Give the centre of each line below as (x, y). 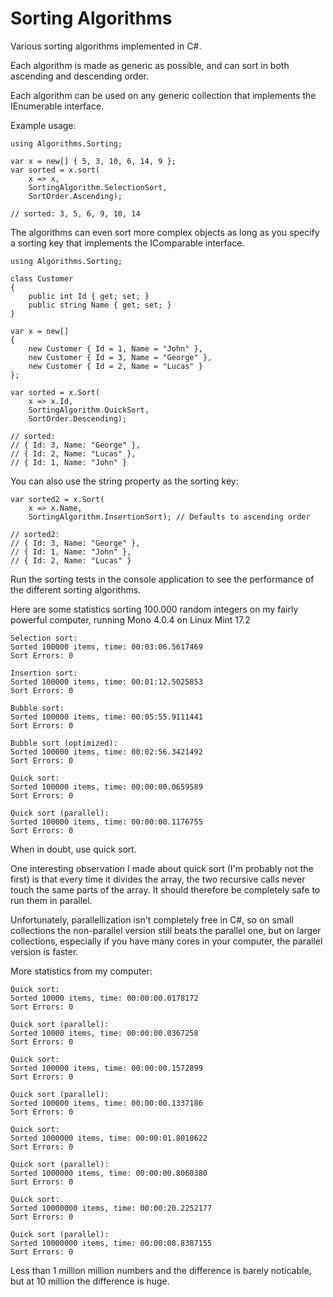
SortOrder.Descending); (78, 418)
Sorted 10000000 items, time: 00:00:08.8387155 (111, 1243)
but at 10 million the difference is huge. (90, 1281)
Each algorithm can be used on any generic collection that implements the (163, 95)
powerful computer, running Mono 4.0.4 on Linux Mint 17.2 (130, 619)
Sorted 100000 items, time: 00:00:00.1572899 (106, 1068)
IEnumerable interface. (57, 106)
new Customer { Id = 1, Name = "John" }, (115, 348)
